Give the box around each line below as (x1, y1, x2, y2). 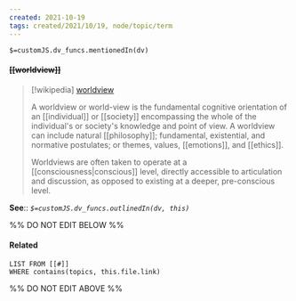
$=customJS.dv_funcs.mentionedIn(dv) (9, 45, 149, 54)
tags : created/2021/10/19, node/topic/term (9, 21, 173, 30)
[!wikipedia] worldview (30, 84, 115, 94)
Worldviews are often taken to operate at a (30, 157, 188, 167)
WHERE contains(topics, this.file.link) (9, 267, 162, 276)
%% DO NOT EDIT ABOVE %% (9, 282, 123, 294)
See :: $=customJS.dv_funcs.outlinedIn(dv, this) (9, 202, 190, 213)
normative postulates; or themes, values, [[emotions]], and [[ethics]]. (30, 139, 284, 150)
